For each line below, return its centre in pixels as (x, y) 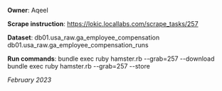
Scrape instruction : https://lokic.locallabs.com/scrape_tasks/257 (103, 24)
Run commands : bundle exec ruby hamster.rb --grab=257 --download (111, 59)
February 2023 (30, 80)
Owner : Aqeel (28, 10)
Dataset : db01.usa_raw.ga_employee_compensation (84, 37)
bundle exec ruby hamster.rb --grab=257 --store (79, 66)
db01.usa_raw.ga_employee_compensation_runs (78, 45)
